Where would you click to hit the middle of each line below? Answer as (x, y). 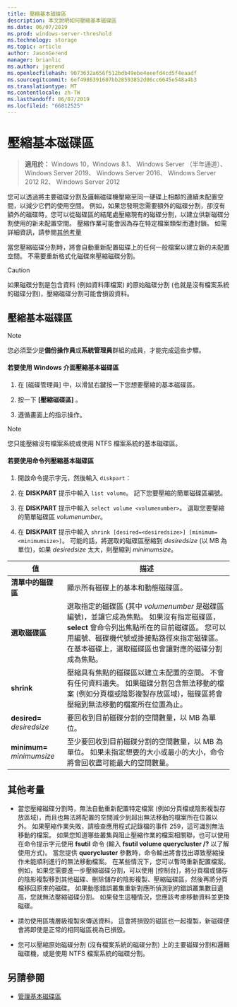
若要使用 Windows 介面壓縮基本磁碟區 (63, 368)
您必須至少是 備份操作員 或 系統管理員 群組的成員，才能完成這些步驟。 (106, 350)
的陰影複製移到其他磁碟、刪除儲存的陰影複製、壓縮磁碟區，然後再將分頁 (122, 879)
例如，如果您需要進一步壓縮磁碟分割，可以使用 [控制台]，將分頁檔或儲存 (122, 870)
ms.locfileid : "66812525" (45, 106)
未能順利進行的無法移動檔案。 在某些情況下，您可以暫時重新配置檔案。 (127, 861)
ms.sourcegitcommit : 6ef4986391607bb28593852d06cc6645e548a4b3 (102, 80)
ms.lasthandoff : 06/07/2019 (49, 100)
